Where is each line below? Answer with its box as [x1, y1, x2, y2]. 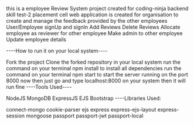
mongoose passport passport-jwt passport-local [26, 112, 144, 119]
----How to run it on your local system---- [6, 47, 108, 54]
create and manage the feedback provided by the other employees [6, 18, 168, 24]
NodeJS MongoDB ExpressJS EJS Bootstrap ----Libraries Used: [6, 95, 161, 102]
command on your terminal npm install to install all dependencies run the [6, 65, 182, 72]
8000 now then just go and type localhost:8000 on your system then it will [6, 77, 186, 84]
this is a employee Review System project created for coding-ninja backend [6, 5, 189, 12]
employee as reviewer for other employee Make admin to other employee [6, 30, 183, 37]
